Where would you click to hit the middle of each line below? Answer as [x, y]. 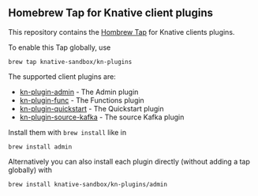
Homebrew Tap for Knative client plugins [110, 13]
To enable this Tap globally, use [60, 47]
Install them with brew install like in [67, 132]
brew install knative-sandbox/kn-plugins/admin [88, 184]
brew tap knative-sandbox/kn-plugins [70, 62]
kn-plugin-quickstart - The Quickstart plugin [92, 108]
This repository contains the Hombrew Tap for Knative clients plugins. [122, 32]
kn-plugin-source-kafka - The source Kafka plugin [102, 117]
